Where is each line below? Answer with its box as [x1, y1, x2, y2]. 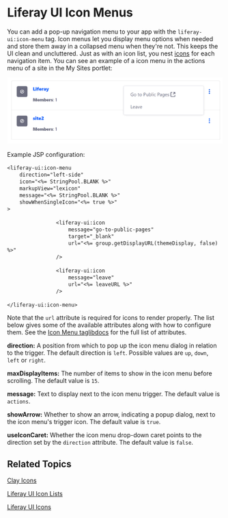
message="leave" [68, 274, 115, 282]
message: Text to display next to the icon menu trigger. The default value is [7, 390, 220, 398]
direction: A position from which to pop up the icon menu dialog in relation [7, 341, 217, 350]
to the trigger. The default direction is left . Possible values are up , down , [7, 349, 209, 357]
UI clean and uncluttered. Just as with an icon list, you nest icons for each [7, 49, 215, 58]
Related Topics [7, 458, 72, 470]
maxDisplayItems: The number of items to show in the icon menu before [7, 369, 213, 378]
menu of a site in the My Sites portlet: [7, 64, 113, 72]
